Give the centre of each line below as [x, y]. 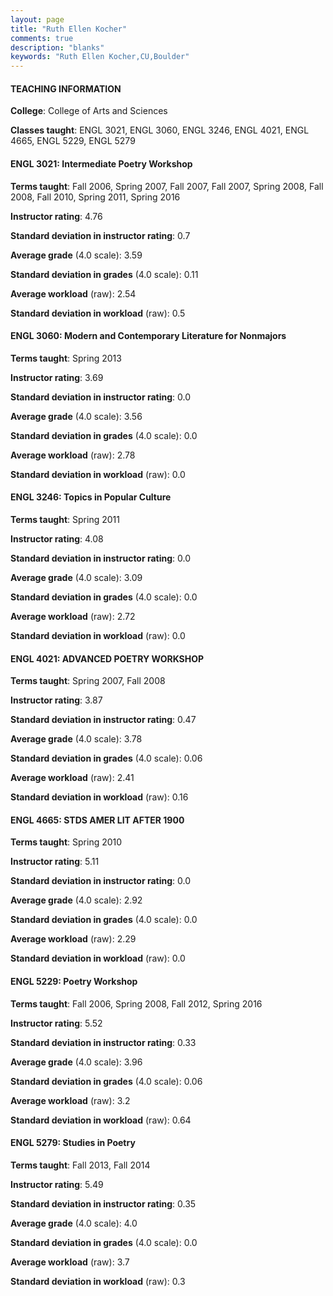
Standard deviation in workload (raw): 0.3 [98, 1281]
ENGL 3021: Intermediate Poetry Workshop [101, 163]
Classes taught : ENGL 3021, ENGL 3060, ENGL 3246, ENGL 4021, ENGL [160, 130]
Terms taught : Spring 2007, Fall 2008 [88, 681]
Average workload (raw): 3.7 [70, 1262]
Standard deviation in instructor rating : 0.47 [103, 720]
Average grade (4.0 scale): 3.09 [76, 577]
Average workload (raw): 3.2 [70, 1100]
